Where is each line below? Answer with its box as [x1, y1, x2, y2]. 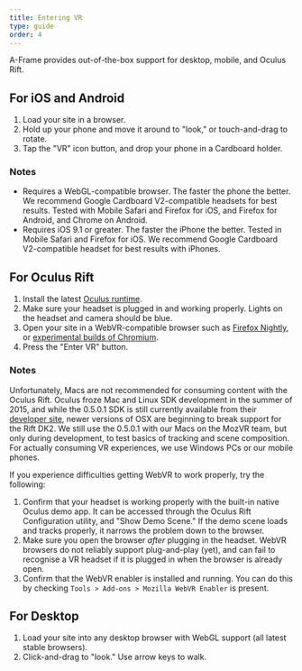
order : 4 [9, 30, 42, 39]
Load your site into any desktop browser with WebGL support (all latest [22, 632, 287, 643]
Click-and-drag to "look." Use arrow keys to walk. [22, 651, 207, 663]
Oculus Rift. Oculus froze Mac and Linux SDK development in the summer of [9, 394, 293, 405]
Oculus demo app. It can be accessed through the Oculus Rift [22, 506, 252, 517]
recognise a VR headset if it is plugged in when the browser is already [22, 554, 283, 565]
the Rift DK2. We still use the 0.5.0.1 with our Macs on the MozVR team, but [9, 423, 287, 434]
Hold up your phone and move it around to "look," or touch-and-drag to [22, 124, 288, 135]
